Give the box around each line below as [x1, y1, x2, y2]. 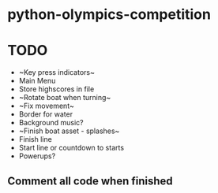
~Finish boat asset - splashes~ [18, 126, 120, 135]
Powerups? [18, 151, 56, 161]
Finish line [18, 135, 52, 144]
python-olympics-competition [7, 6, 211, 24]
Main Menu [18, 76, 56, 86]
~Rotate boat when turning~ [18, 93, 111, 102]
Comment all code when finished [7, 174, 173, 187]
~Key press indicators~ [18, 68, 96, 77]
